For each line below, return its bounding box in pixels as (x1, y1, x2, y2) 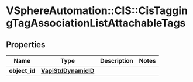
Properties (6, 40, 46, 49)
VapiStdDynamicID (40, 67, 95, 74)
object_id (9, 67, 36, 74)
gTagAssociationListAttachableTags (6, 16, 186, 30)
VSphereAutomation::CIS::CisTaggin (6, 4, 188, 17)
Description (100, 57, 133, 65)
